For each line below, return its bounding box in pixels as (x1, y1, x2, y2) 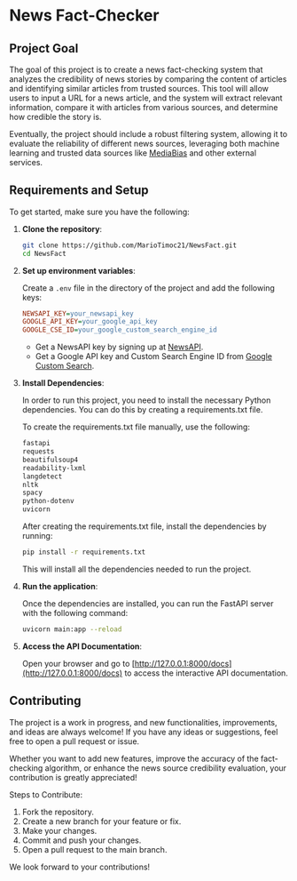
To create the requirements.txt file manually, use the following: (21, 421, 251, 432)
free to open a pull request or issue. (9, 735, 140, 747)
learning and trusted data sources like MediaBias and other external (9, 148, 257, 158)
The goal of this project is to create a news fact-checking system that (9, 64, 263, 75)
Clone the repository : (21, 223, 103, 234)
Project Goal (9, 41, 79, 56)
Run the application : (21, 581, 98, 591)
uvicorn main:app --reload (21, 624, 122, 634)
